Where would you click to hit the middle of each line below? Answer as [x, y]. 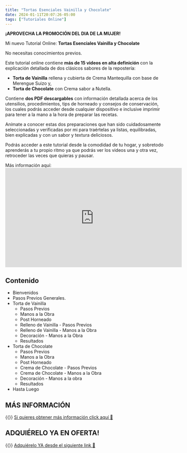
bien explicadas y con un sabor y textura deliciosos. [59, 135]
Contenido [22, 280]
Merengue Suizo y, [32, 83]
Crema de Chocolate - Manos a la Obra [61, 373]
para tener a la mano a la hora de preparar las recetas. [62, 115]
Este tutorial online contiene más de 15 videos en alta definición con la [79, 63]
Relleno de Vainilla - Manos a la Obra [58, 330]
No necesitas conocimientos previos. [44, 53]
